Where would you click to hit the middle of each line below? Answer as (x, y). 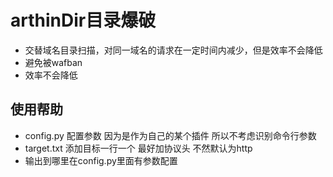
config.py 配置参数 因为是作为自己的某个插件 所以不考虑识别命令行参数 (170, 135)
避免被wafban (53, 62)
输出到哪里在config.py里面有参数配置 (101, 160)
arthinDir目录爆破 (83, 20)
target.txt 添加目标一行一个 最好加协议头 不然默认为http (138, 148)
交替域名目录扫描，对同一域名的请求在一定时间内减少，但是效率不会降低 (173, 50)
